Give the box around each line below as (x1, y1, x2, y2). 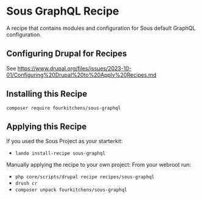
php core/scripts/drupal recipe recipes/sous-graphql (15, 174, 155, 180)
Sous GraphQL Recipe (6, 4, 119, 18)
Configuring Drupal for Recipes (6, 49, 127, 59)
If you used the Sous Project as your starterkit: (6, 138, 123, 145)
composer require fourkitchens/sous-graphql (6, 105, 121, 111)
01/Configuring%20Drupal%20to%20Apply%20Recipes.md (6, 71, 157, 79)
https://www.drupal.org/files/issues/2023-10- (17, 65, 132, 72)
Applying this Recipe (6, 121, 87, 131)
